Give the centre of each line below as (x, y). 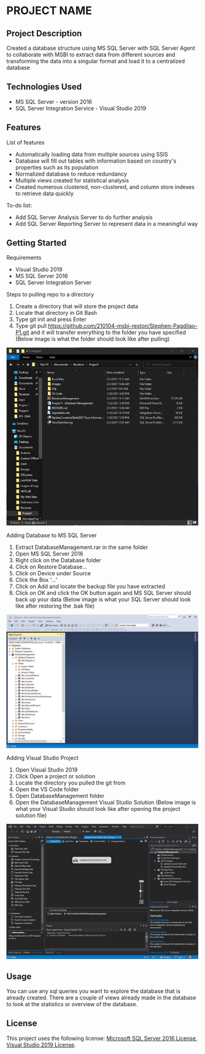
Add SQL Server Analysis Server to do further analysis (84, 217)
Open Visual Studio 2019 (46, 769)
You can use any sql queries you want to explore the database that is (94, 991)
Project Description (44, 33)
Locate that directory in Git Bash (56, 313)
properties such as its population (57, 167)
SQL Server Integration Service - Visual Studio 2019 (81, 108)
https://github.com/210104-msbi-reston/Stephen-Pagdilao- (123, 326)
